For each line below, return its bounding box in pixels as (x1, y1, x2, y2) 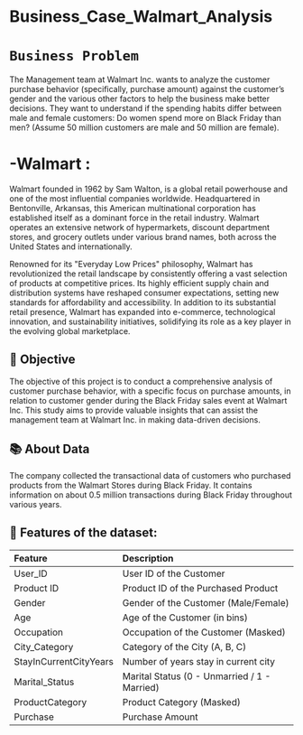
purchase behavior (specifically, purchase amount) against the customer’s (9, 84, 285, 95)
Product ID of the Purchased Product (122, 581, 279, 594)
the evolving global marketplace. (9, 326, 131, 337)
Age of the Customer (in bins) (122, 611, 248, 624)
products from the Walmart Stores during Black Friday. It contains (9, 479, 252, 490)
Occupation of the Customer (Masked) (122, 626, 286, 638)
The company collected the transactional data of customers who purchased (9, 470, 291, 480)
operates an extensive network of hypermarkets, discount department (9, 222, 271, 233)
